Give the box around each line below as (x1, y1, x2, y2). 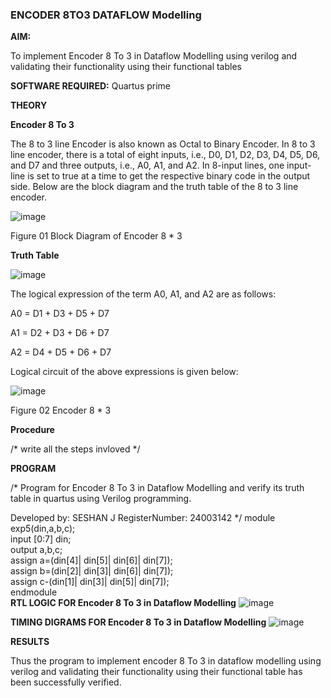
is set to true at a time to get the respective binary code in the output (27, 170, 311, 182)
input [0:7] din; (10, 533, 72, 545)
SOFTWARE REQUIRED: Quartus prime (10, 80, 172, 92)
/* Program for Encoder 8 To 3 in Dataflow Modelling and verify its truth (10, 482, 305, 494)
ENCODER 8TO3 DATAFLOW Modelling (10, 8, 202, 22)
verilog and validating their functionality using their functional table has (10, 666, 303, 678)
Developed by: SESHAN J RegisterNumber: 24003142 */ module (10, 512, 276, 524)
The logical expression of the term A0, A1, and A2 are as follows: (10, 288, 277, 300)
